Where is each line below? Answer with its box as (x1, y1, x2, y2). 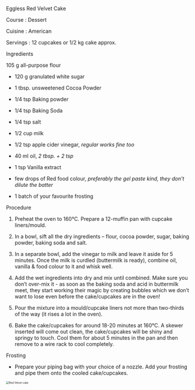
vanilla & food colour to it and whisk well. (14, 263, 113, 270)
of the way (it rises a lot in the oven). (14, 310, 103, 317)
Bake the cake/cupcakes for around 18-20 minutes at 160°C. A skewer (14, 322, 183, 329)
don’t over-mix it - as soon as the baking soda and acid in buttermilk (14, 280, 179, 288)
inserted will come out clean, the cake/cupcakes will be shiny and (14, 328, 173, 335)
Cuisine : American (6, 28, 52, 35)
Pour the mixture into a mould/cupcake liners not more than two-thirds (14, 305, 184, 311)
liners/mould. (14, 222, 47, 228)
